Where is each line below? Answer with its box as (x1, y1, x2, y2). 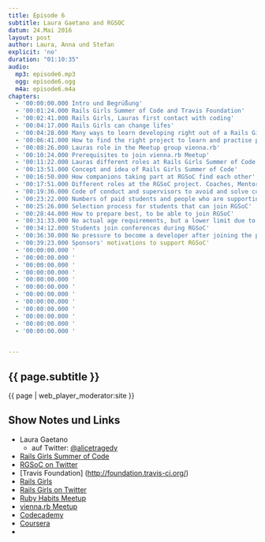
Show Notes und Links (8, 413, 121, 427)
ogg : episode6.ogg (15, 77, 77, 85)
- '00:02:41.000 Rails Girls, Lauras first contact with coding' (15, 114, 235, 122)
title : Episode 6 (8, 11, 65, 20)
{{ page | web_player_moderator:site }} (8, 391, 135, 401)
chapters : (8, 92, 41, 100)
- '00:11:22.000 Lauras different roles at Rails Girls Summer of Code (15, 159, 256, 166)
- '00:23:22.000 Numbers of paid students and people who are (15, 195, 224, 203)
